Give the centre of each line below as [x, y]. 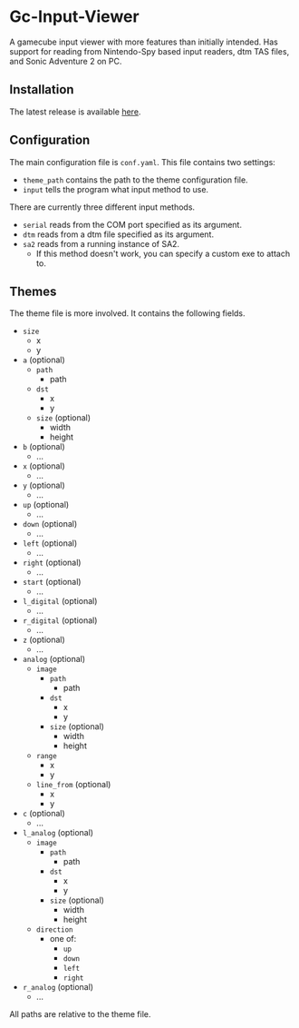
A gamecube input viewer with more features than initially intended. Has [144, 42]
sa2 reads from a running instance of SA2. [101, 243]
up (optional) [46, 505]
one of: [63, 939]
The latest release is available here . [75, 112]
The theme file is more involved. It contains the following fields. [128, 313]
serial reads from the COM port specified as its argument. [132, 224]
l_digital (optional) [60, 601]
